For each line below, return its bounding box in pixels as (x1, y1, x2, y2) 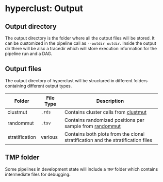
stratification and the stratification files (65, 137, 153, 144)
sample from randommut (65, 123, 121, 129)
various (41, 133, 58, 140)
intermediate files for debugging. (5, 171, 71, 177)
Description (96, 97, 124, 104)
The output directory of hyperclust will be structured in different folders (5, 77, 148, 83)
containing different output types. (5, 83, 72, 89)
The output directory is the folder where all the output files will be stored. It (5, 35, 155, 41)
